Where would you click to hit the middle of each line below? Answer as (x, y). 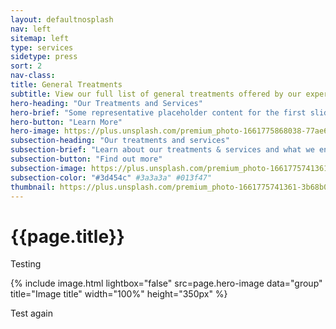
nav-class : (33, 76)
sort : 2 (26, 66)
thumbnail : (33, 187)
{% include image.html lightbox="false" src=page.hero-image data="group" (166, 283)
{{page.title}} (67, 236)
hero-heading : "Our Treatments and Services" (106, 103)
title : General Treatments (66, 85)
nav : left (31, 29)
